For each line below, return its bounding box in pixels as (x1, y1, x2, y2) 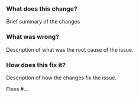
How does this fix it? (6, 61, 66, 69)
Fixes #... (6, 85, 28, 92)
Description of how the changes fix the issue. (6, 74, 117, 81)
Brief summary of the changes (6, 18, 80, 25)
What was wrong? (6, 33, 59, 41)
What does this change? (6, 5, 78, 13)
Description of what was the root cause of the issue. (6, 46, 134, 53)
